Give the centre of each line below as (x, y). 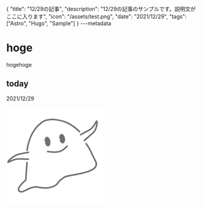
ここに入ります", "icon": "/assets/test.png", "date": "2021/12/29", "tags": (96, 16)
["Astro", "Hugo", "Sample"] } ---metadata (59, 23)
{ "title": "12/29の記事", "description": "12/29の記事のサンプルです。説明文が (101, 9)
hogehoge (19, 64)
